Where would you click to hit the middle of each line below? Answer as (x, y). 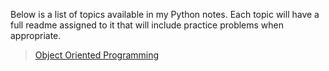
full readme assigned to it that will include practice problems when (147, 25)
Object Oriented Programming (97, 55)
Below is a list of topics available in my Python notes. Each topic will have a (165, 14)
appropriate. (36, 35)
